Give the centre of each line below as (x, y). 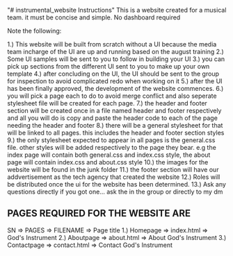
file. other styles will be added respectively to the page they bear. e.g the (112, 147)
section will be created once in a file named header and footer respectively (114, 111)
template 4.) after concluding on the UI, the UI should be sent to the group (113, 74)
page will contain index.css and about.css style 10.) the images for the (108, 162)
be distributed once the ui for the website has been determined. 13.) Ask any (116, 184)
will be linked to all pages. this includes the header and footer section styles (116, 133)
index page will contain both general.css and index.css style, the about (109, 155)
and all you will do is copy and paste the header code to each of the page (112, 118)
